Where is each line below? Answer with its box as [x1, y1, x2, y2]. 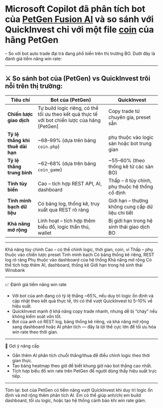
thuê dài [7, 143, 27, 149]
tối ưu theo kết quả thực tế [38, 111, 98, 117]
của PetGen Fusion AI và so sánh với [5, 14, 154, 25]
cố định [108, 189, 126, 196]
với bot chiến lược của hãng [38, 117, 101, 124]
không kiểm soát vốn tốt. [12, 313, 62, 319]
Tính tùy [7, 180, 28, 187]
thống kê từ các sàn [108, 163, 154, 170]
